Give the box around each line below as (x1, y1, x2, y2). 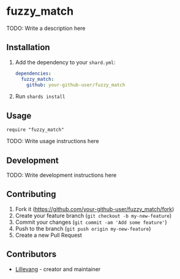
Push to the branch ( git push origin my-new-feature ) (15, 225, 151, 232)
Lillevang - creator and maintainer (15, 265, 101, 273)
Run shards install (15, 93, 66, 100)
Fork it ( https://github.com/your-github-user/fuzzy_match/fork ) (15, 205, 174, 212)
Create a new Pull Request (15, 231, 83, 239)
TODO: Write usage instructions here (6, 138, 99, 145)
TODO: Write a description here (6, 24, 86, 32)
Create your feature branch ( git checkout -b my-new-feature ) (15, 212, 172, 219)
